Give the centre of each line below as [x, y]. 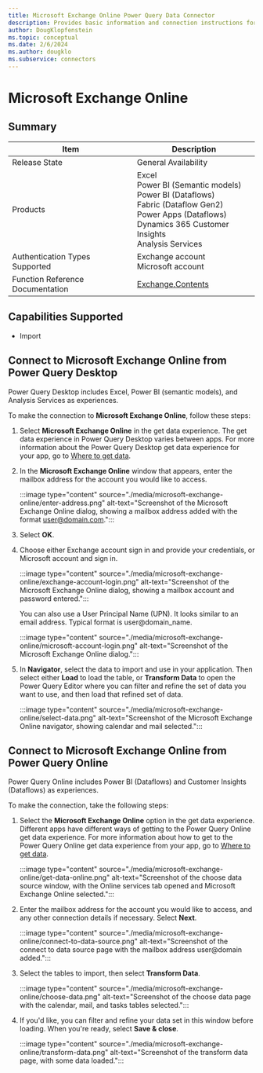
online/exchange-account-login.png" [79, 581]
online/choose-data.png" [60, 997]
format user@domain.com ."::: [67, 519]
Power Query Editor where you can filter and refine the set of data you [133, 686]
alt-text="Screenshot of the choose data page [177, 997]
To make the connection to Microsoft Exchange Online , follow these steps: [129, 415]
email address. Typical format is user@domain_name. [106, 622]
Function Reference [48, 279]
